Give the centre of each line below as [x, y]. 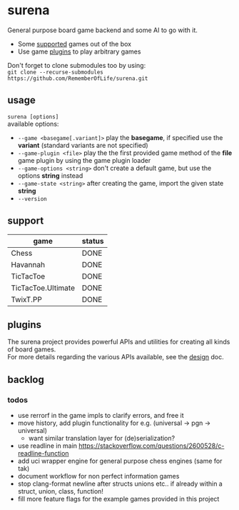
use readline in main [47, 446]
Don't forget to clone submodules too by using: [77, 65]
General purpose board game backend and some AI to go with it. [102, 30]
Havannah [28, 264]
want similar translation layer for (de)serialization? [102, 439]
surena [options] [33, 116]
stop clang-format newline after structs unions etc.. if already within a [120, 484]
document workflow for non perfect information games [98, 476]
